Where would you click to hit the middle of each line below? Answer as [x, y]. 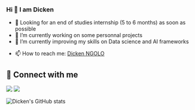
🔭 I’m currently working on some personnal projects [78, 35]
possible [25, 29]
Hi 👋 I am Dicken [30, 10]
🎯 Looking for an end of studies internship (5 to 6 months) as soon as [100, 23]
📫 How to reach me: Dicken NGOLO [60, 54]
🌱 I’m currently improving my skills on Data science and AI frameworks [102, 42]
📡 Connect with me [42, 74]
